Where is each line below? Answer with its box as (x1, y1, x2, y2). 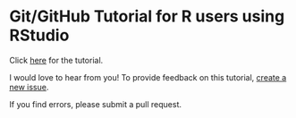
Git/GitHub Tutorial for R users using (9, 6, 285, 27)
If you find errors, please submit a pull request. (9, 98, 182, 109)
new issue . (9, 81, 49, 92)
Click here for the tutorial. (9, 55, 104, 65)
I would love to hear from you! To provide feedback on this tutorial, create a (9, 72, 287, 82)
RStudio (9, 25, 70, 46)
